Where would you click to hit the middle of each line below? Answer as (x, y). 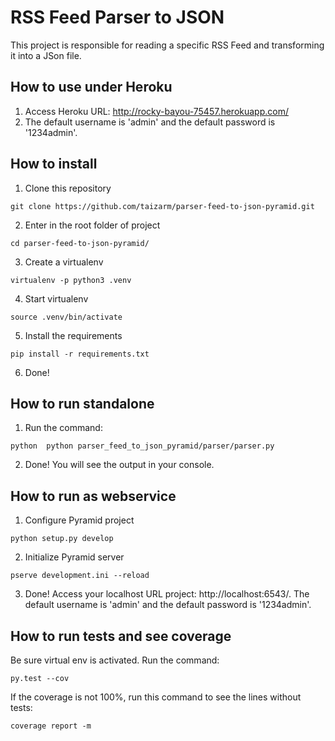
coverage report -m (51, 726)
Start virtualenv (56, 298)
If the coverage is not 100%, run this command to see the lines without (156, 697)
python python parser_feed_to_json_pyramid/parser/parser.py (142, 446)
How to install (54, 164)
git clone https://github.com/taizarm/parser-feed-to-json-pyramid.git (162, 206)
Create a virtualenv (64, 262)
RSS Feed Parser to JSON (117, 17)
